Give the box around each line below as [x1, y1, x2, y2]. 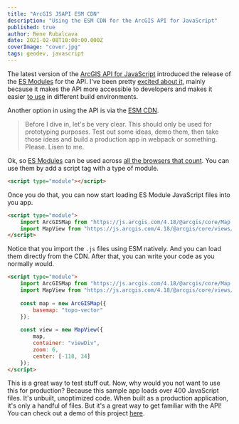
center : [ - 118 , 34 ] [33, 353, 91, 360]
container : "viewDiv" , [33, 339, 100, 346]
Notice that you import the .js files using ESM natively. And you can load [7, 245, 222, 253]
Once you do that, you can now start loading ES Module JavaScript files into [7, 190, 230, 199]
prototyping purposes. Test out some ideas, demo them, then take [24, 127, 219, 136]
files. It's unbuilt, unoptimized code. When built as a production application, [7, 394, 229, 403]
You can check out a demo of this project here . [7, 409, 145, 418]
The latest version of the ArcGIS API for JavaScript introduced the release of [7, 69, 231, 78]
